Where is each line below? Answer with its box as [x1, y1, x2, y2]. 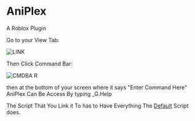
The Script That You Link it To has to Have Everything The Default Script [6, 102, 189, 109]
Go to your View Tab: [6, 36, 59, 43]
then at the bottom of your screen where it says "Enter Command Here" [6, 84, 188, 91]
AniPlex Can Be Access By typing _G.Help [6, 90, 112, 97]
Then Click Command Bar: [6, 60, 73, 67]
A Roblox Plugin [6, 24, 47, 32]
